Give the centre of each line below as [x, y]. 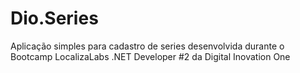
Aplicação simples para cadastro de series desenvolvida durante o [147, 46]
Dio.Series [54, 18]
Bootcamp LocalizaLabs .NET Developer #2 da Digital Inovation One [150, 56]
